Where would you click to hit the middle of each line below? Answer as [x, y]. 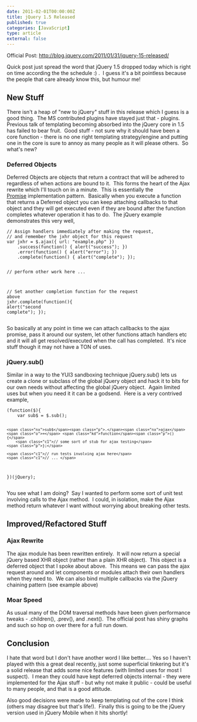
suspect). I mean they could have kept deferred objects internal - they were [98, 676]
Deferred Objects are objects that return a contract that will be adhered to [96, 177]
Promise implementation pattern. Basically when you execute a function [94, 196]
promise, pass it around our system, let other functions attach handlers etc [97, 334]
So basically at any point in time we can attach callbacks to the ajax [88, 328]
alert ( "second [24, 307]
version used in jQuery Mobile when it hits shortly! [67, 713]
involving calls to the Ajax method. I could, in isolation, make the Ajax [91, 499]
